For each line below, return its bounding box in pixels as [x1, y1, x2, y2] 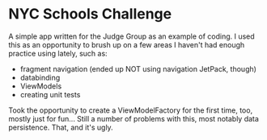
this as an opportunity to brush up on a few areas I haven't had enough [8, 39, 245, 49]
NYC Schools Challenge [8, 5, 172, 23]
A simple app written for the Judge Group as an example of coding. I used [8, 31, 255, 41]
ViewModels [19, 81, 62, 91]
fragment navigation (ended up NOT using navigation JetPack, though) [19, 64, 257, 73]
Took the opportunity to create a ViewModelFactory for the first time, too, [8, 105, 253, 115]
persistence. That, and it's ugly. [8, 122, 113, 132]
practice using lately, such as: [8, 48, 108, 58]
